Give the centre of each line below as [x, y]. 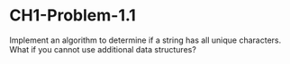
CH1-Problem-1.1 [73, 16]
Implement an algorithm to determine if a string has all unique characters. [145, 40]
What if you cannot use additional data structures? [103, 49]
